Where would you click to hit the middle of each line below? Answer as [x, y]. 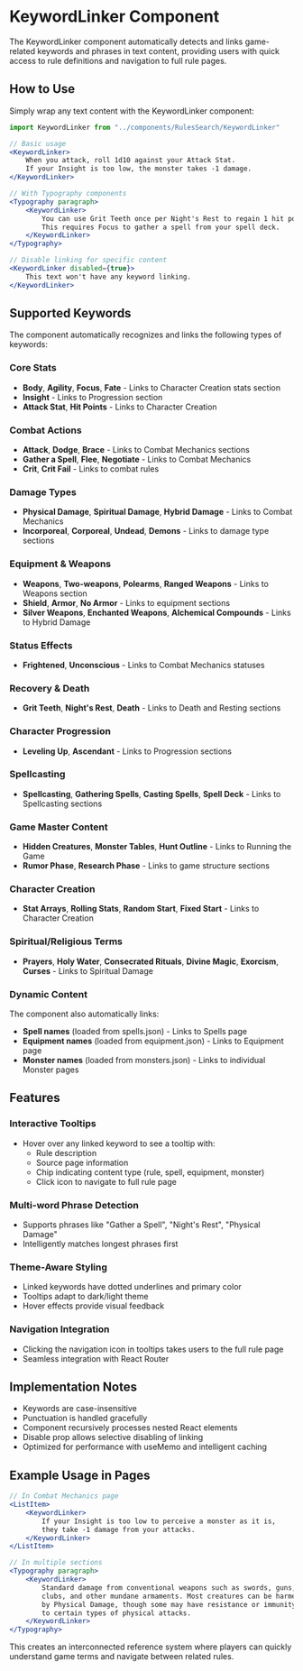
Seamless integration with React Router [96, 1358]
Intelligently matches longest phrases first [100, 1244]
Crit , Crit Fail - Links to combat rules [91, 469]
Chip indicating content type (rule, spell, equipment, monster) [150, 1172]
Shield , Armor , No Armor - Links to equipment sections [126, 602]
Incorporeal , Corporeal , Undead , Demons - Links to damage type [146, 531]
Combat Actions [46, 430]
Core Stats [33, 368]
